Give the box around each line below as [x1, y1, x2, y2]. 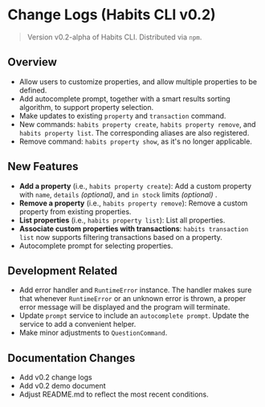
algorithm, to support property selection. [18, 102, 154, 112]
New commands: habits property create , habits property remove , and [18, 119, 256, 129]
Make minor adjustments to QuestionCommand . [18, 328, 168, 338]
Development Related [7, 263, 118, 278]
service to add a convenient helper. [18, 319, 137, 329]
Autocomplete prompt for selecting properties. [18, 241, 173, 250]
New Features [7, 160, 79, 173]
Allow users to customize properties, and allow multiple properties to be [18, 76, 258, 86]
